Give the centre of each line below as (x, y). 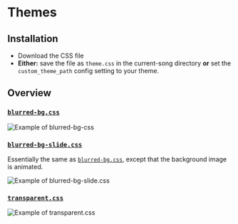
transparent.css (36, 198)
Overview (30, 93)
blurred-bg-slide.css (45, 144)
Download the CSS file (51, 55)
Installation (33, 39)
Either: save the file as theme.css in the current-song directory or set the (124, 63)
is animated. (25, 166)
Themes (32, 12)
